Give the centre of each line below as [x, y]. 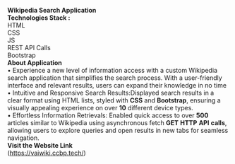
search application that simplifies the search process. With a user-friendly [115, 78]
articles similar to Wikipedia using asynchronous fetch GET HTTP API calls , [117, 123]
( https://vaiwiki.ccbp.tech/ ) [47, 153]
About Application [35, 63]
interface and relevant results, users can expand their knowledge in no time [117, 85]
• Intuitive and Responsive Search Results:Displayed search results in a [111, 93]
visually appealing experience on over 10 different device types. [101, 108]
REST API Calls [29, 48]
